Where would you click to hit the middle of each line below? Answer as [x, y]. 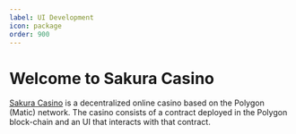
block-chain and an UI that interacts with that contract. [110, 122]
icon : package [36, 26]
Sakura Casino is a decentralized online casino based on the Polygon [137, 103]
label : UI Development [52, 17]
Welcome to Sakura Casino [112, 78]
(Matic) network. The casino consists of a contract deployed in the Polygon [148, 113]
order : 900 [30, 34]
